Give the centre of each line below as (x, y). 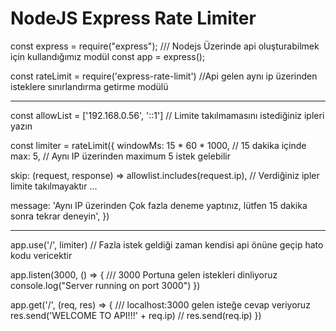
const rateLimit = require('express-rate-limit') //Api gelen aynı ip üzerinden (164, 76)
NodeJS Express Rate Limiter (133, 18)
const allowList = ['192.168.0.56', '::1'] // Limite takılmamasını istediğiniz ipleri (167, 115)
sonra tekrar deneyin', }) (60, 216)
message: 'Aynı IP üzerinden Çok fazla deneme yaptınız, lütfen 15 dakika (159, 205)
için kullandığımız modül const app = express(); (108, 56)
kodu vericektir (41, 255)
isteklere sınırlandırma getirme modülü (89, 86)
